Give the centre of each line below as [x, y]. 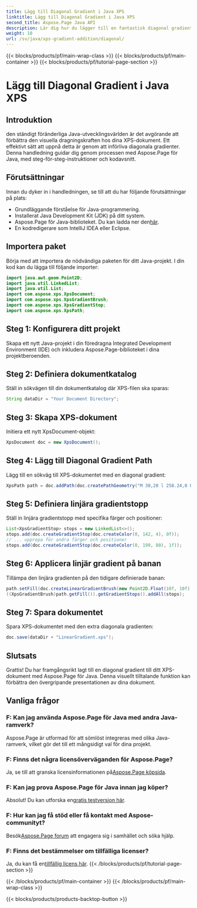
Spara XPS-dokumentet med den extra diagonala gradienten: [80, 627]
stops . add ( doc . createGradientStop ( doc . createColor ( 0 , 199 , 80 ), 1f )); [94, 546]
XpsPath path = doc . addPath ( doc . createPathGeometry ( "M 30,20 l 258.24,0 [97, 485]
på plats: [17, 198]
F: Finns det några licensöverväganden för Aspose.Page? [89, 759]
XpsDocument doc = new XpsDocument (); [53, 443]
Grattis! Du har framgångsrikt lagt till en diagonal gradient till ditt [84, 670]
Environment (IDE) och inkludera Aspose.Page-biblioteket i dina [83, 349]
